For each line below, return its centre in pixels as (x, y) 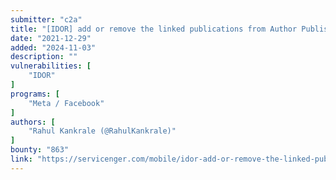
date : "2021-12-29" (51, 38)
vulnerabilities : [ (51, 66)
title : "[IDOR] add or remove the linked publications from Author (154, 29)
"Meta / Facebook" (66, 103)
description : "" (44, 57)
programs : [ (35, 94)
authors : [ (33, 122)
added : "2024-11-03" (53, 47)
